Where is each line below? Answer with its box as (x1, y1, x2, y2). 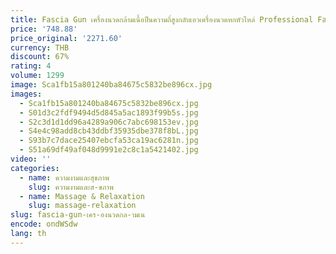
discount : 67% (10, 52, 70, 62)
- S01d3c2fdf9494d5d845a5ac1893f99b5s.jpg (19, 107, 199, 118)
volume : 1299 (10, 71, 65, 81)
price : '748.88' (10, 24, 78, 34)
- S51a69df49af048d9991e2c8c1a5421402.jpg (19, 145, 199, 155)
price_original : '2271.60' (10, 33, 123, 43)
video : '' (10, 154, 52, 164)
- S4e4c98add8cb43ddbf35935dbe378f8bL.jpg (19, 126, 199, 136)
